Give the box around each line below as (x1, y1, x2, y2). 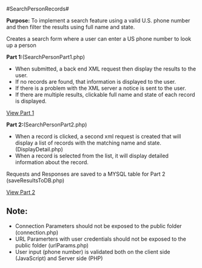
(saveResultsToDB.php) (6, 177, 65, 184)
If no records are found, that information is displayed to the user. (15, 78, 177, 85)
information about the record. (15, 159, 89, 166)
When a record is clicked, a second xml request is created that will (15, 133, 181, 140)
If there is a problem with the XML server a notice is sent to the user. (15, 84, 186, 92)
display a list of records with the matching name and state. (15, 139, 162, 146)
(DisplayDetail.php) (15, 146, 64, 153)
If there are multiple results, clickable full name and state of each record (15, 91, 195, 98)
